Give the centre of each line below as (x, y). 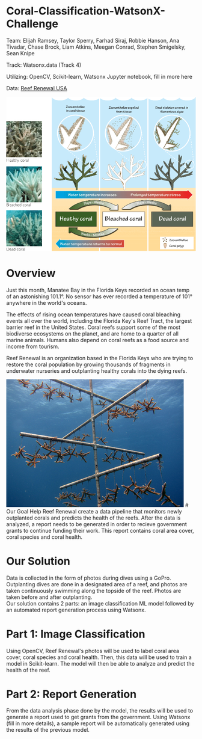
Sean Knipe (20, 53)
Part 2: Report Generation (72, 694)
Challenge (32, 24)
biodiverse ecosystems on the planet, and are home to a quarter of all (93, 333)
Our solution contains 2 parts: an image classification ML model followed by (100, 603)
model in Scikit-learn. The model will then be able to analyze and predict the (100, 663)
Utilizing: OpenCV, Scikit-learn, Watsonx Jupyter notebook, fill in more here (99, 76)
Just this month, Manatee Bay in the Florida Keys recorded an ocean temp (98, 290)
